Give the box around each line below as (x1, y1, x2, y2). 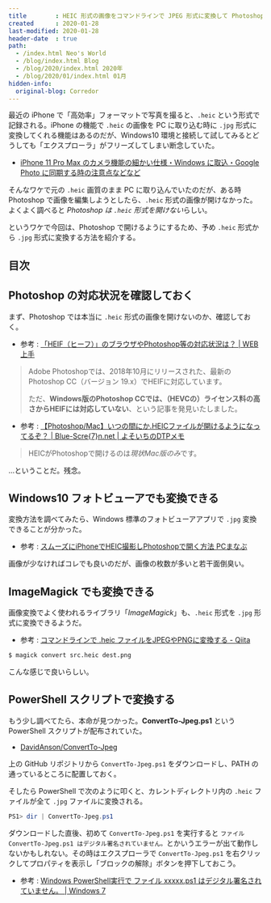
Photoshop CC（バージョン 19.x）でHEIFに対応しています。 (27, 376, 227, 386)
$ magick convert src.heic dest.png (8, 651, 131, 659)
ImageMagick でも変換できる (8, 584, 155, 599)
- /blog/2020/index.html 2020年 (15, 65, 123, 73)
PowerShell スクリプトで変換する (8, 693, 176, 706)
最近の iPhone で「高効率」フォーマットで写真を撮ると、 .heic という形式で (8, 110, 261, 120)
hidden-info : (8, 79, 52, 87)
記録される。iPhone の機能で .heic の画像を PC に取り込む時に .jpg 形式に (8, 121, 257, 130)
